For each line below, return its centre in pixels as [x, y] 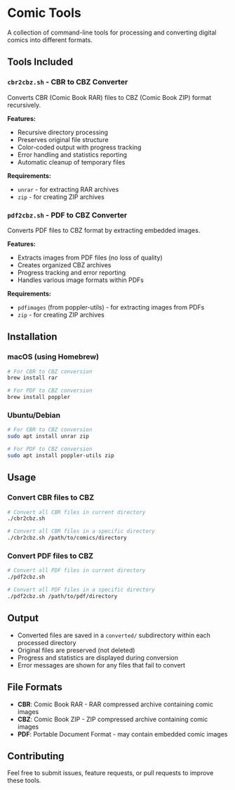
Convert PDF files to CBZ [50, 556]
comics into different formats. [50, 39]
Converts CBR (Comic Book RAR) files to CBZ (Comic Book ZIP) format [109, 97]
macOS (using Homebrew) [53, 357]
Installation [32, 337]
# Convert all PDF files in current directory [76, 571]
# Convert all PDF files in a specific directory [81, 590]
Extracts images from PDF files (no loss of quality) [90, 257]
